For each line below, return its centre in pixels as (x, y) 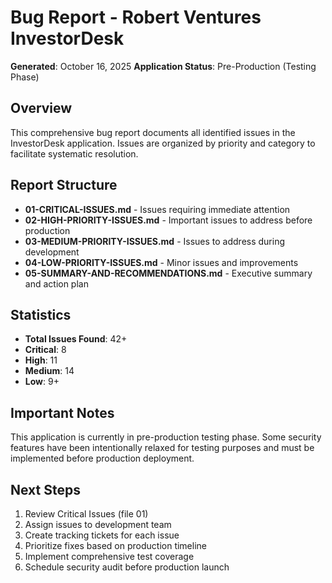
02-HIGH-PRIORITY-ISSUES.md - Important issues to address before (168, 220)
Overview (41, 108)
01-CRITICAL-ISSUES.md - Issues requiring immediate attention (157, 209)
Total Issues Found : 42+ (76, 339)
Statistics (41, 314)
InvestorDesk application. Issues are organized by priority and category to (163, 143)
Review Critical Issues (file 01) (86, 514)
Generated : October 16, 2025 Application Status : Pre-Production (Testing (163, 66)
